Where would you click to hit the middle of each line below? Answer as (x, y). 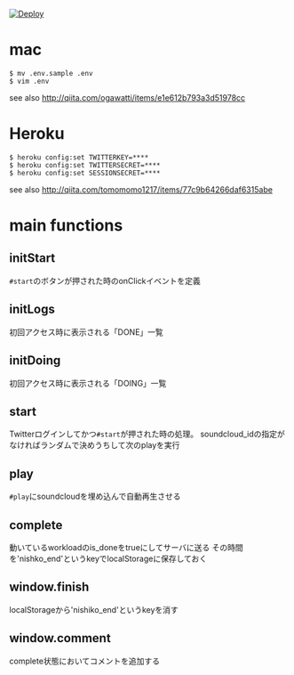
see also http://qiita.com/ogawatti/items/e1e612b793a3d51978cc (127, 97)
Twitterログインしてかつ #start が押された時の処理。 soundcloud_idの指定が (147, 434)
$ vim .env (29, 81)
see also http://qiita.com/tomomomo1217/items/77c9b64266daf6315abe (141, 189)
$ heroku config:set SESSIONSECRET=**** (85, 173)
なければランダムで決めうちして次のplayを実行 (95, 445)
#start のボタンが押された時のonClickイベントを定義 (105, 281)
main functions (66, 226)
